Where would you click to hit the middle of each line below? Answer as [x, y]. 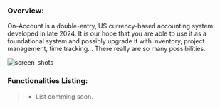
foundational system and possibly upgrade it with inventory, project [106, 41]
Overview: [26, 11]
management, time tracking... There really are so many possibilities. [106, 49]
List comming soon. [64, 96]
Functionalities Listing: [48, 81]
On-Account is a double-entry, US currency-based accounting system [110, 26]
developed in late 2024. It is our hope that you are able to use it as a [107, 33]
